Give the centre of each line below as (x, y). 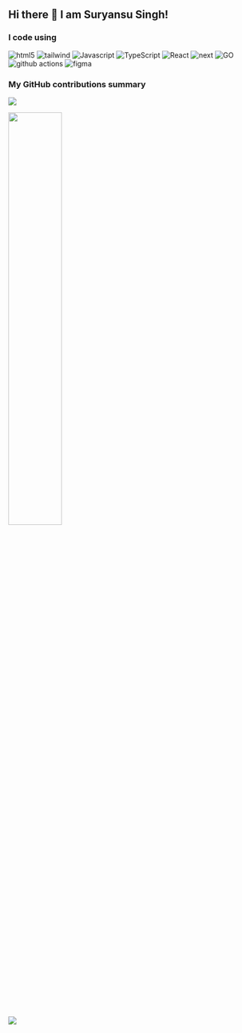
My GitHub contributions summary (77, 84)
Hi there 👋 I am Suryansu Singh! (89, 15)
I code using (33, 38)
